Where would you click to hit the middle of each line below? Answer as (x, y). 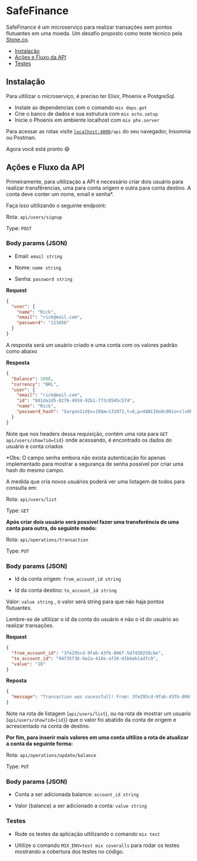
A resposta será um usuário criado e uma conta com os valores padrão (92, 345)
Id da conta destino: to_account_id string (66, 590)
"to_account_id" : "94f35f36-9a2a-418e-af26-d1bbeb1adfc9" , (85, 658)
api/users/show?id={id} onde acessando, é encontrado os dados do (89, 440)
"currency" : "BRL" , (35, 384)
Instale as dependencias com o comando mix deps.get (81, 107)
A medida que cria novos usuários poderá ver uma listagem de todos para (96, 481)
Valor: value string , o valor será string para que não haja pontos (85, 602)
